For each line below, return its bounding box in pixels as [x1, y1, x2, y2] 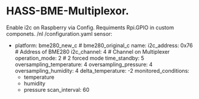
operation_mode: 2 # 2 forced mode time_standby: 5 [14, 54, 145, 61]
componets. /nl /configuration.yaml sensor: [6, 30, 112, 37]
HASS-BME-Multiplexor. [6, 4, 130, 18]
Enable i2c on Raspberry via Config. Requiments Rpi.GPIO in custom [6, 24, 174, 31]
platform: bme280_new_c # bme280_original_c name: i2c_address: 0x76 [14, 42, 193, 49]
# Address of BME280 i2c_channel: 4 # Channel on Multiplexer [14, 48, 170, 55]
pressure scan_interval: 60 [23, 86, 90, 93]
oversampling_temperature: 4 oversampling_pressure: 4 [14, 61, 153, 68]
